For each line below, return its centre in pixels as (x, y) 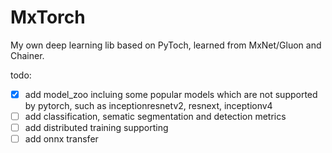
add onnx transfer (61, 139)
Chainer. (27, 55)
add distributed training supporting (96, 128)
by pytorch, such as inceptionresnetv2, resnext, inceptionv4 (148, 105)
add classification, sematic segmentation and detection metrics (155, 116)
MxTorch (48, 17)
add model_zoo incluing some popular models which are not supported (171, 94)
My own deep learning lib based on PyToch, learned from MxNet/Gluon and (166, 45)
